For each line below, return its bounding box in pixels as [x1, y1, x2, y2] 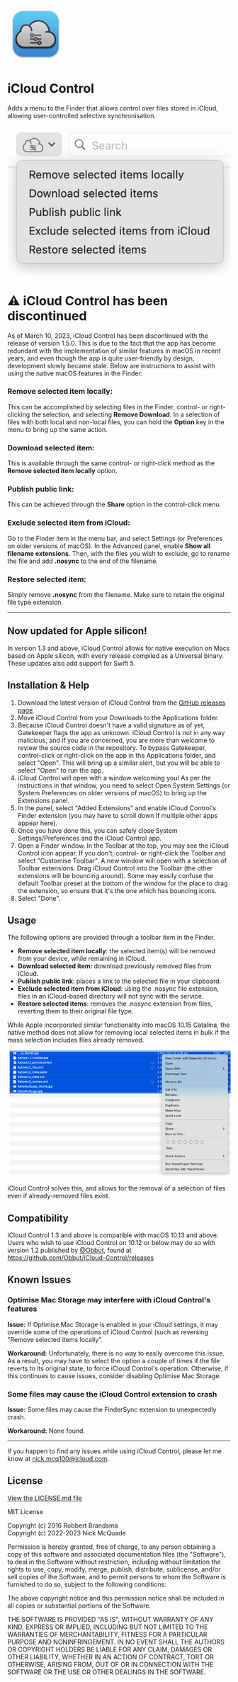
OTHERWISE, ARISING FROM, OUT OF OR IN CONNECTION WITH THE [7, 1660, 214, 1669]
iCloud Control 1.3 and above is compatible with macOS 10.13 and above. [7, 1231, 219, 1239]
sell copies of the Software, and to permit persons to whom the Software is [7, 1572, 227, 1581]
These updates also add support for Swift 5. [7, 659, 136, 667]
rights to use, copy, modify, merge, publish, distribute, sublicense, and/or [7, 1564, 221, 1574]
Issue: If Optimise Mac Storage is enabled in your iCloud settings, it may [7, 1320, 218, 1329]
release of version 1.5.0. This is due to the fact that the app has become [7, 339, 216, 347]
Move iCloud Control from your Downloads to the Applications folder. [17, 713, 220, 722]
